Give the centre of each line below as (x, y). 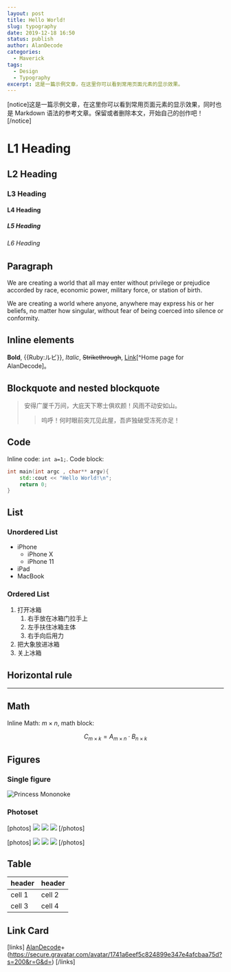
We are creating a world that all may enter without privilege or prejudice (109, 283)
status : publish (30, 39)
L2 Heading (32, 174)
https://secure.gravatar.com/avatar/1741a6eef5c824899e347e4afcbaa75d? (116, 955)
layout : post (26, 13)
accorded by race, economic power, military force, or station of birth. (105, 290)
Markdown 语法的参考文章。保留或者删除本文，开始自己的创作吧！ (109, 113)
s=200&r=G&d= (30, 962)
